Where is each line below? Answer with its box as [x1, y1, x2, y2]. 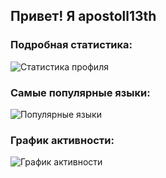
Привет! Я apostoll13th [10, 8, 157, 25]
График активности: [10, 133, 115, 147]
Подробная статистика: [10, 38, 133, 52]
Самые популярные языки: [10, 85, 151, 99]
